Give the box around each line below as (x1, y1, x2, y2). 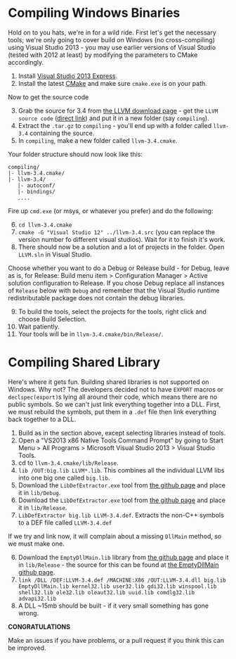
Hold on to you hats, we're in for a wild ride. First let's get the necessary (8, 28, 217, 37)
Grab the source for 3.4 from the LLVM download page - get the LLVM (18, 106, 218, 115)
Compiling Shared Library (8, 354, 161, 371)
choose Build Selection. (18, 314, 87, 323)
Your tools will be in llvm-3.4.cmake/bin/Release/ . (18, 329, 164, 338)
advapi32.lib (18, 595, 57, 602)
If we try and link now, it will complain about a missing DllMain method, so (8, 532, 222, 540)
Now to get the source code (8, 93, 89, 101)
